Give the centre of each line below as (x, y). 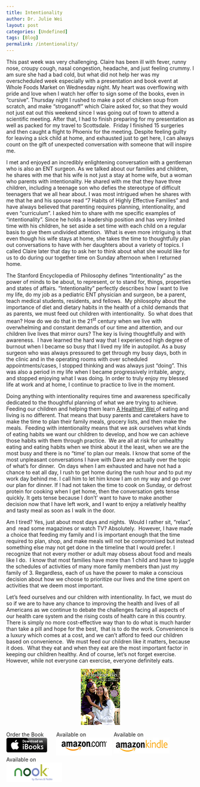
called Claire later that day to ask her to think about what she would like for (98, 251)
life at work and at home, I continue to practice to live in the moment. (91, 384)
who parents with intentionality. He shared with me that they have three (94, 181)
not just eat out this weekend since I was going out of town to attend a (93, 113)
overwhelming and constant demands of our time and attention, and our (95, 327)
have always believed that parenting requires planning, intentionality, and (96, 207)
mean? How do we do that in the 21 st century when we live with (84, 321)
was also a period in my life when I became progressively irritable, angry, (96, 372)
